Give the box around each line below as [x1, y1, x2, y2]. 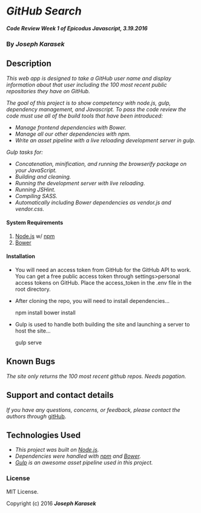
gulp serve [15, 339, 42, 346]
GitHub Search [6, 4, 82, 18]
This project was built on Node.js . [15, 446, 99, 454]
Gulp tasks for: [6, 148, 44, 156]
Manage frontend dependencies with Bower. [15, 124, 127, 131]
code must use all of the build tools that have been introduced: [6, 112, 163, 119]
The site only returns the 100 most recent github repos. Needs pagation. [6, 372, 186, 380]
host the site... [15, 327, 51, 334]
